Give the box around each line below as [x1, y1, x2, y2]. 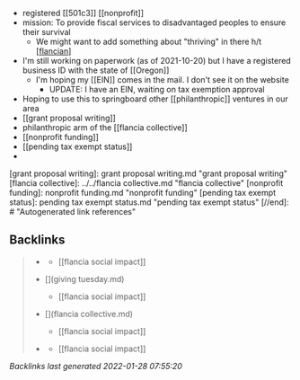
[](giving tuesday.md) [44, 273, 125, 284]
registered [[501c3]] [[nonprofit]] [22, 8, 145, 18]
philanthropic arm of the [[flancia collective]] [22, 122, 188, 133]
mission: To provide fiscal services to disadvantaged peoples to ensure [22, 17, 287, 28]
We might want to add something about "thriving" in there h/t [35, 36, 262, 47]
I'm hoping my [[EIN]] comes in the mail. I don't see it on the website [35, 75, 289, 84]
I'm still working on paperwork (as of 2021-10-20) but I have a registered [22, 56, 292, 66]
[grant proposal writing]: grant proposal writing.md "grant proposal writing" [9, 168, 288, 179]
